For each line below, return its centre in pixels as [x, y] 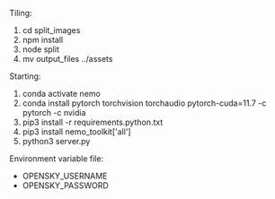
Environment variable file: [57, 159]
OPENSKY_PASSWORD [66, 186]
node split [41, 49]
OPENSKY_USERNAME [65, 176]
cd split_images [51, 30]
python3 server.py [56, 141]
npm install [43, 40]
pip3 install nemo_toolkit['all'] [77, 132]
